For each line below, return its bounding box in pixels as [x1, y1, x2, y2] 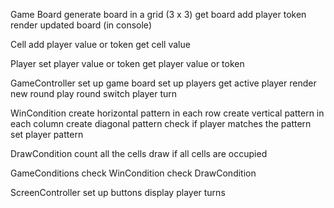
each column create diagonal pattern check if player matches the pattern [10, 118, 312, 129]
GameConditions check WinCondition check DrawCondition [10, 167, 257, 179]
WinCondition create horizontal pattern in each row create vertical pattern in [10, 107, 325, 119]
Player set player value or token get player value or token [10, 58, 245, 69]
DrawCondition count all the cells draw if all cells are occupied [10, 148, 268, 159]
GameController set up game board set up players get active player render [10, 77, 317, 89]
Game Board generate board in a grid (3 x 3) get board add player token [10, 9, 307, 20]
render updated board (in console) [10, 19, 152, 31]
